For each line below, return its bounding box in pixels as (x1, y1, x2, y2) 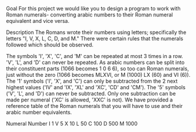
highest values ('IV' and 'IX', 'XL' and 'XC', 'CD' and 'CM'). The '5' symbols (6, 84, 186, 90)
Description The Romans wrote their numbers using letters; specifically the (6, 29, 187, 36)
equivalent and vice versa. (6, 18, 70, 24)
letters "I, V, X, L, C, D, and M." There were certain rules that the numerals (6, 35, 183, 42)
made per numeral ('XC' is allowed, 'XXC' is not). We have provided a (6, 96, 173, 103)
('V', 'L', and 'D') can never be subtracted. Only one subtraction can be (6, 90, 176, 97)
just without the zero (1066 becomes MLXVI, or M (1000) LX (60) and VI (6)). (6, 72, 191, 78)
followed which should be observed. (6, 41, 94, 48)
